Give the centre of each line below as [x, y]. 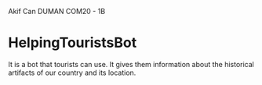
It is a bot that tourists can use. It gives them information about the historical [131, 64]
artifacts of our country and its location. [72, 73]
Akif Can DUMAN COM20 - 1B [57, 11]
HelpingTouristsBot [73, 43]
